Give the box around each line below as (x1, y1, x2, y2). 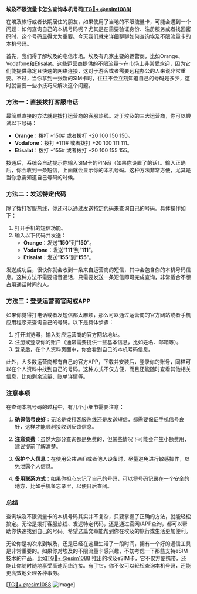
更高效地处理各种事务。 (6, 569, 63, 576)
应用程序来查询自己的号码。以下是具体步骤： (6, 318, 114, 325)
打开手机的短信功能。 (14, 224, 66, 231)
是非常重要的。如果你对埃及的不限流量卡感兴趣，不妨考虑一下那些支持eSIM (6, 548, 188, 555)
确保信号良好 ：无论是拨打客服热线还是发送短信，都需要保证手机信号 (14, 416, 179, 423)
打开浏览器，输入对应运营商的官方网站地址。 (14, 331, 123, 338)
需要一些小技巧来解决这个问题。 (16, 82, 94, 89)
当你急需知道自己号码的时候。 (6, 174, 78, 181)
